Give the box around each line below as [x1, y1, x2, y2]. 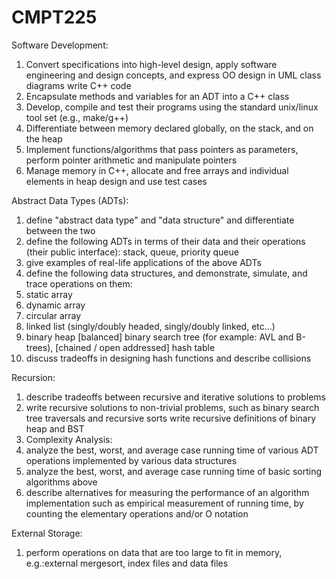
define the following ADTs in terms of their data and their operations [25, 235, 306, 247]
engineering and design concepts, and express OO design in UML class [25, 69, 322, 81]
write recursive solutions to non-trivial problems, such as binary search [25, 401, 320, 413]
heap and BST [25, 422, 85, 435]
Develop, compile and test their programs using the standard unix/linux [25, 101, 319, 113]
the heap [25, 132, 63, 145]
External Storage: [11, 527, 83, 539]
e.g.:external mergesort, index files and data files [25, 557, 229, 569]
